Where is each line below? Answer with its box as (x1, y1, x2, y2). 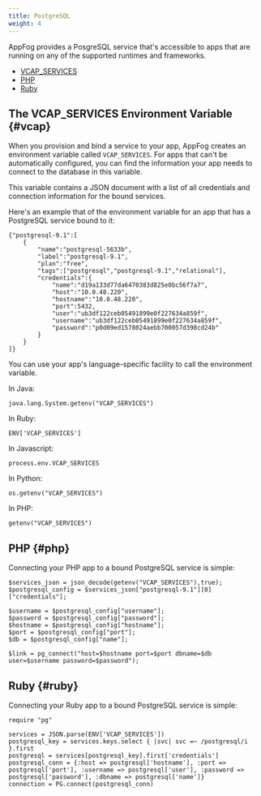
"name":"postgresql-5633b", (37, 245, 132, 254)
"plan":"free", (37, 260, 89, 268)
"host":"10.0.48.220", (51, 288, 129, 296)
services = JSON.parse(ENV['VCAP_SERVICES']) (8, 730, 165, 738)
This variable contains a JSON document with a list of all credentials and (8, 183, 250, 193)
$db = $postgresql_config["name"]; (8, 635, 129, 644)
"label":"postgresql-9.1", (37, 253, 129, 261)
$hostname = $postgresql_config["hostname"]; (8, 621, 165, 629)
